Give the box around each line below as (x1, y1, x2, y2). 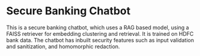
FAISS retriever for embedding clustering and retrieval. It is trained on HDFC (6, 30, 194, 37)
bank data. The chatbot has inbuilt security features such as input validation (6, 36, 194, 43)
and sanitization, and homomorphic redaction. (6, 43, 120, 50)
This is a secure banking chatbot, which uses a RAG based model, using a (6, 24, 189, 31)
